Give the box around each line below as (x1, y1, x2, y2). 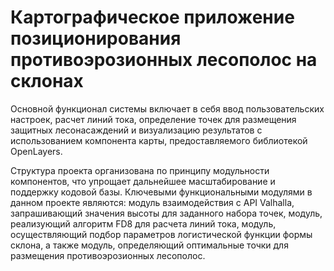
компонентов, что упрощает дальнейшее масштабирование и (10, 175, 276, 187)
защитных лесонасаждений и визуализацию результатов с (10, 124, 263, 136)
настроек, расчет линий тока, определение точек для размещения (10, 113, 297, 125)
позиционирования (10, 27, 182, 50)
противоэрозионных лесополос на (10, 49, 318, 71)
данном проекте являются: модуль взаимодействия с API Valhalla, (10, 196, 295, 208)
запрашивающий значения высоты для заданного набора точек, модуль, (10, 207, 323, 219)
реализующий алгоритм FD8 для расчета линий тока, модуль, (10, 217, 277, 230)
